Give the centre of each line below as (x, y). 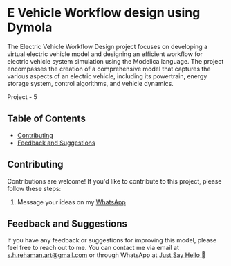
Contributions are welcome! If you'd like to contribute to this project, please (114, 181)
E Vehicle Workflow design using (104, 13)
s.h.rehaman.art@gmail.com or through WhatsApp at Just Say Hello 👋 (107, 255)
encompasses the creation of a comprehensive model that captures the (109, 69)
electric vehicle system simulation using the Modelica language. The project (115, 61)
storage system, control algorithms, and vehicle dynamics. (91, 83)
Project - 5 (22, 97)
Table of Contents (47, 119)
